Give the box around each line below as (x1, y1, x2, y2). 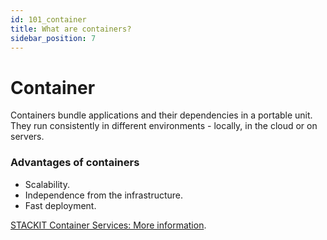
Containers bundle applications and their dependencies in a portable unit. (10, 109, 313, 121)
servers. (10, 131, 45, 143)
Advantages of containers (10, 156, 140, 170)
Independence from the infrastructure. (24, 189, 184, 201)
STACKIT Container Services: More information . (10, 219, 207, 231)
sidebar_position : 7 (10, 33, 97, 43)
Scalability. (24, 178, 70, 190)
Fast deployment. (24, 199, 97, 211)
